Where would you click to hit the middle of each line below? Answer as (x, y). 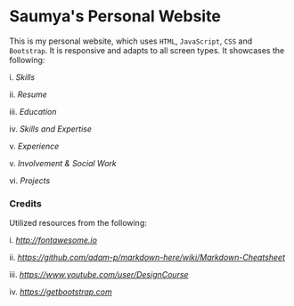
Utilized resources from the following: (78, 223)
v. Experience (34, 146)
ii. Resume (28, 94)
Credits (25, 204)
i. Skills (22, 76)
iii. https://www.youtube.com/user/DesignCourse (99, 275)
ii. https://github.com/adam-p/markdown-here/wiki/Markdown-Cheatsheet (147, 258)
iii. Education (33, 111)
